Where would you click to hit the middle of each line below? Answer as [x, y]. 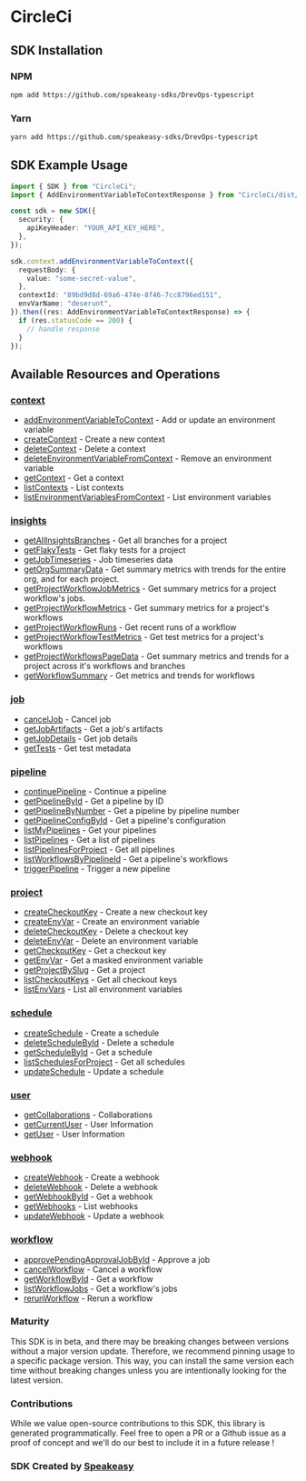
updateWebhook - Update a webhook [94, 1216]
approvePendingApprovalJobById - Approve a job [117, 1259]
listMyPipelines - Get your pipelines [90, 830]
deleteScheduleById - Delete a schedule [99, 1042]
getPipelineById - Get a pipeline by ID [94, 801]
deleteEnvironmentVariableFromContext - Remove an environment [148, 459]
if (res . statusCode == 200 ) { [75, 320]
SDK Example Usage [69, 165]
